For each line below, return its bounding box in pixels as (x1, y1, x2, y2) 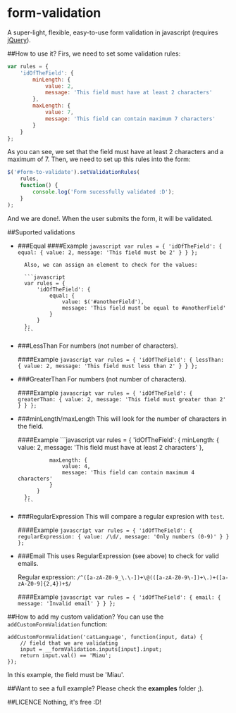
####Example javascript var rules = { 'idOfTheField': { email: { (17, 593, 221, 601)
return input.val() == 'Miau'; (20, 652, 112, 659)
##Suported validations (7, 227, 75, 236)
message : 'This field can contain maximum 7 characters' (44, 115, 216, 122)
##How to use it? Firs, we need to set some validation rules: (7, 49, 181, 58)
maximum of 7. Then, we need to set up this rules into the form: (7, 155, 191, 163)
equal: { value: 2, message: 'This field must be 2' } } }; (17, 248, 198, 256)
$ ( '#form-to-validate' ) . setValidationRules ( (7, 169, 140, 176)
